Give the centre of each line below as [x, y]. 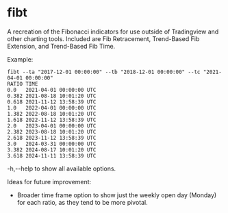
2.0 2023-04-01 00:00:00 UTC [52, 126]
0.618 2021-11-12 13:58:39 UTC [52, 102]
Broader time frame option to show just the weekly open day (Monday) [117, 195]
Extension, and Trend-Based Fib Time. [61, 46]
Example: [20, 59]
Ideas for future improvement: [49, 181]
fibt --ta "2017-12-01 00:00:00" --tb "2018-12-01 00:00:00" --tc [104, 72]
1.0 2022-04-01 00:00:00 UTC [52, 108]
